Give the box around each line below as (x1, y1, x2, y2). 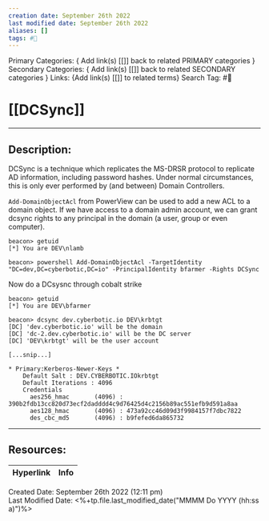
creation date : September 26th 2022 (8, 11, 130, 20)
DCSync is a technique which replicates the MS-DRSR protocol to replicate (8, 164, 255, 173)
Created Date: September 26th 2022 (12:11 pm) (8, 487, 163, 496)
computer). (8, 222, 46, 231)
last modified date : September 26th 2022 (8, 19, 149, 27)
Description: (8, 142, 72, 156)
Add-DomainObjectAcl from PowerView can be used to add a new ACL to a (8, 197, 251, 206)
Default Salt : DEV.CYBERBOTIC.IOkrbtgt (22, 372, 159, 380)
